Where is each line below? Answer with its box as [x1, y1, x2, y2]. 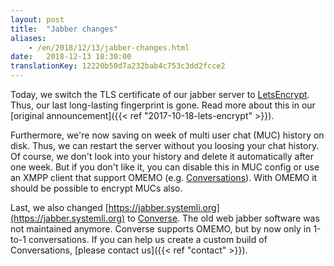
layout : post [10, 14, 65, 25]
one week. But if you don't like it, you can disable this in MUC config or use [10, 161, 320, 173]
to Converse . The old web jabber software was [127, 212, 320, 224]
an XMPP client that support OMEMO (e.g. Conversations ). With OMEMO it [10, 172, 318, 183]
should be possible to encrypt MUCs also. [10, 182, 183, 194]
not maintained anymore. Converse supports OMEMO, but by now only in [10, 223, 312, 235]
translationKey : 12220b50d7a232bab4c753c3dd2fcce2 [10, 61, 226, 71]
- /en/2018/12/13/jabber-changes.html [28, 42, 190, 53]
